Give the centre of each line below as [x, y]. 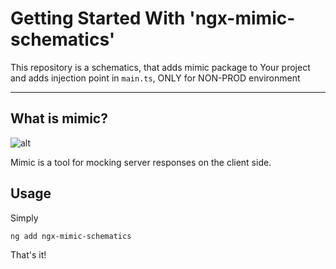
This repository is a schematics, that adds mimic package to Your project [160, 67]
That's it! [28, 254]
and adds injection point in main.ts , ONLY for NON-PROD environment [155, 78]
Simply [24, 218]
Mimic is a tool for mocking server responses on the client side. [141, 162]
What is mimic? [59, 118]
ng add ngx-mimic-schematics [71, 236]
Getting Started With [98, 18]
